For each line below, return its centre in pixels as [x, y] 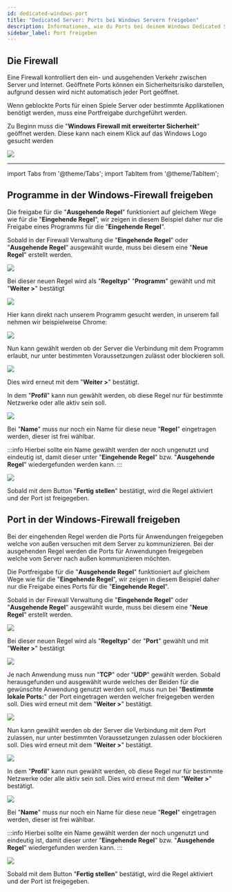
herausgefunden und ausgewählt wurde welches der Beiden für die [103, 681]
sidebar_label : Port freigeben [52, 33]
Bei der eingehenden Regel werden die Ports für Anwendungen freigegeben [115, 536]
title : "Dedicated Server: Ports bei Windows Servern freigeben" [103, 20]
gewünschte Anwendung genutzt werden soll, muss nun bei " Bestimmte [110, 689]
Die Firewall [33, 60]
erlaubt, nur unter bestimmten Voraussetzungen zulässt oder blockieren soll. [116, 356]
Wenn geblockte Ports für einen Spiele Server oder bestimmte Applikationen [116, 106]
